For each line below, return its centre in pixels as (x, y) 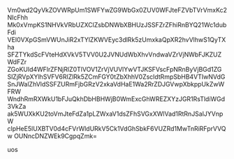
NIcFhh (18, 17)
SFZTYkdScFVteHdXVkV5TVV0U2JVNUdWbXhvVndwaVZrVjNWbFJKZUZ (115, 54)
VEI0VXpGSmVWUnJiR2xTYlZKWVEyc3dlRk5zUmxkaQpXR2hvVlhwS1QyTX (117, 40)
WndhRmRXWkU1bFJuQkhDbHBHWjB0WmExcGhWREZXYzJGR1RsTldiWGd (116, 99)
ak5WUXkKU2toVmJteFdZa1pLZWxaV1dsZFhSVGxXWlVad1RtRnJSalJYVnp (115, 114)
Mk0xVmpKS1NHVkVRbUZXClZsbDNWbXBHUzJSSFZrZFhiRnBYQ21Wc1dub (117, 25)
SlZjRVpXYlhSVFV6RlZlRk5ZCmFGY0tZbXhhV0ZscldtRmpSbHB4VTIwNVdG (116, 77)
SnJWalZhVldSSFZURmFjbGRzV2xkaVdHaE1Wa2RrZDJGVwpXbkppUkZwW (116, 84)
